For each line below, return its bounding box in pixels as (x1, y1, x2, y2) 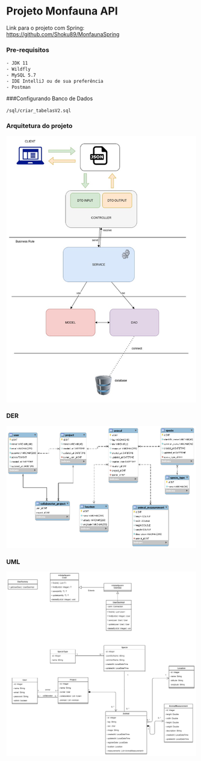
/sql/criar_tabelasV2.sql (6, 108, 71, 114)
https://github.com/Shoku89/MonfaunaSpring (6, 30, 120, 37)
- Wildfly (6, 66, 31, 72)
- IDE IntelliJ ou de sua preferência (6, 79, 104, 85)
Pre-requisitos (6, 45, 49, 54)
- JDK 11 (6, 60, 28, 66)
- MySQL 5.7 (6, 72, 36, 79)
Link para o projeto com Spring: (6, 24, 85, 31)
